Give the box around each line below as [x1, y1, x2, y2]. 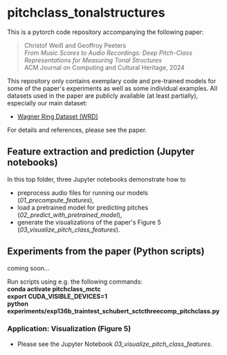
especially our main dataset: [7, 98, 88, 107]
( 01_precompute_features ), [17, 196, 95, 204]
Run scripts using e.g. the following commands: [7, 277, 143, 286]
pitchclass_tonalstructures [7, 5, 165, 21]
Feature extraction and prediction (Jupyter [7, 146, 195, 157]
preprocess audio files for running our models [17, 189, 149, 197]
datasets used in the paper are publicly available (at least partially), [7, 92, 199, 100]
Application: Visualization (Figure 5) [7, 324, 131, 334]
